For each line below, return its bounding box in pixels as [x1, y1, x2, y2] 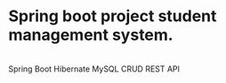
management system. [8, 25, 174, 45]
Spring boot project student [8, 6, 217, 26]
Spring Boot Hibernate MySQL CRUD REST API [8, 64, 180, 74]
